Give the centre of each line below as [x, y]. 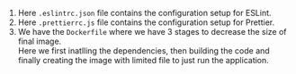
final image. [40, 41]
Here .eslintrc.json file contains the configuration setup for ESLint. [144, 13]
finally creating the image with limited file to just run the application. [144, 60]
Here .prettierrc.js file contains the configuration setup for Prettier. [146, 22]
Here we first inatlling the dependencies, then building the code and [144, 51]
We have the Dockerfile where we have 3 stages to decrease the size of [152, 32]
